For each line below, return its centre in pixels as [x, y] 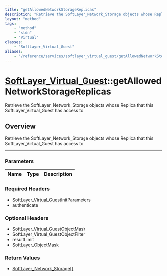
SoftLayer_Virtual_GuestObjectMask [49, 229]
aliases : [14, 51]
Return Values [23, 258]
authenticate [25, 205]
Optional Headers [27, 218]
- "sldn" [23, 33]
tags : [11, 24]
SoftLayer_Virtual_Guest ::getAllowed [83, 81]
